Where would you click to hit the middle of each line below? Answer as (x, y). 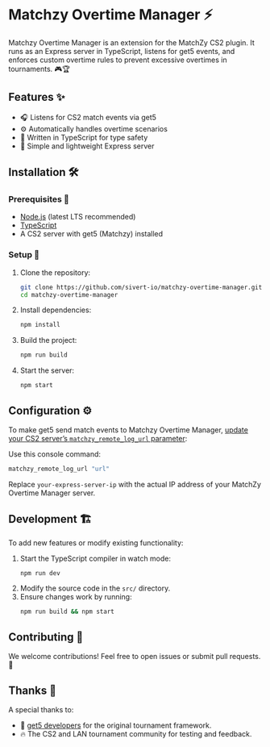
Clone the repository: (55, 272)
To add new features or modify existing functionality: (96, 543)
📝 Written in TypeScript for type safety (84, 137)
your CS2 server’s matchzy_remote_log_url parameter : (98, 438)
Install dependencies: (56, 310)
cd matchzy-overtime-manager (69, 294)
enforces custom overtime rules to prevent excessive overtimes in (118, 60)
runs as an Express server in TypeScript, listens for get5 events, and (122, 51)
